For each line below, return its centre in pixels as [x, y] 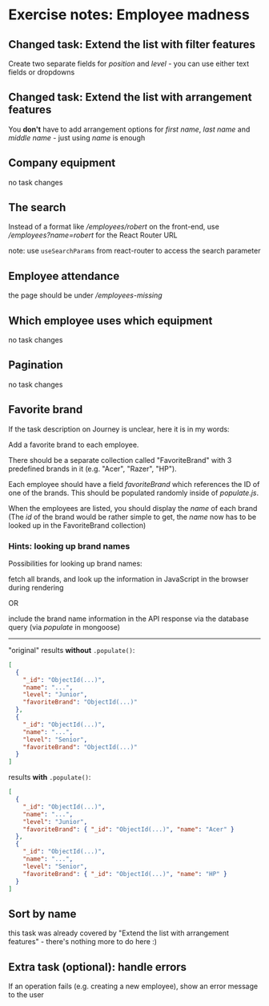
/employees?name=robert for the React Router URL [93, 235]
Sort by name [42, 913]
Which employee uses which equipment [110, 320]
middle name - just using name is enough [77, 137]
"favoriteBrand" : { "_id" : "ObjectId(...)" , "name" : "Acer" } [128, 829]
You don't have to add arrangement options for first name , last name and [129, 129]
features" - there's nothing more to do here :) [83, 942]
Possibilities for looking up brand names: [75, 563]
